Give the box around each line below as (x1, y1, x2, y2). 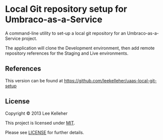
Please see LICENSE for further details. (5, 129, 84, 135)
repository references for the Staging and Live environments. (5, 50, 129, 56)
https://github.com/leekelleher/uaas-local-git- (63, 77, 157, 83)
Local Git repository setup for (5, 3, 128, 15)
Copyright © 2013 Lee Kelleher (5, 110, 68, 116)
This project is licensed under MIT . (5, 120, 75, 126)
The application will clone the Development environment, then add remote (5, 45, 155, 51)
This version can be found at (5, 77, 63, 83)
